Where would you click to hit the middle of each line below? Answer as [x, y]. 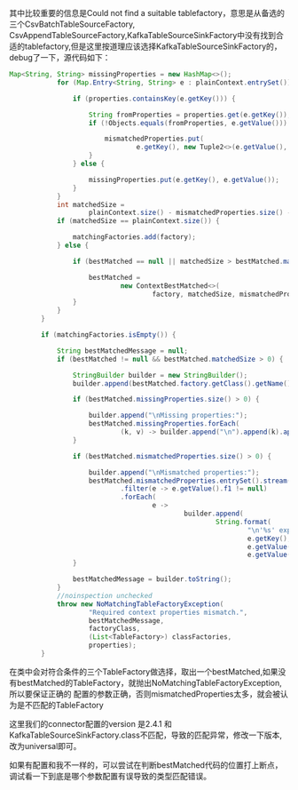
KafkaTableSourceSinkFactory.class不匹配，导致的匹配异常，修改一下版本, [145, 735]
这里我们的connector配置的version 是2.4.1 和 [91, 723]
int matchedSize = [90, 204]
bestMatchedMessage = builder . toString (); [152, 579]
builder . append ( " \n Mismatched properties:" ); [174, 472]
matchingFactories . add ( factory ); [134, 237]
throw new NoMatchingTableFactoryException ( [140, 604]
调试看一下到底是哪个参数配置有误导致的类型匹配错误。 [110, 776]
